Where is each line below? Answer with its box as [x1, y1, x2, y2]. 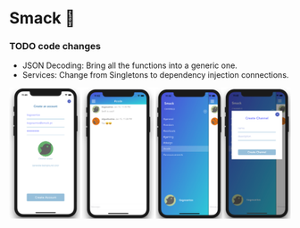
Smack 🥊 [9, 8, 76, 29]
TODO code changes [9, 40, 101, 53]
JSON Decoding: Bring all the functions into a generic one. [21, 60, 238, 71]
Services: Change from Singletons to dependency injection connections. [21, 70, 289, 80]
